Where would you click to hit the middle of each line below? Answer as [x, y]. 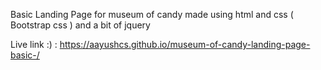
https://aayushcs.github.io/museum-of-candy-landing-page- [185, 44]
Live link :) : [34, 44]
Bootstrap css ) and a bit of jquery [80, 25]
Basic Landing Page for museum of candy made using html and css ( [152, 14]
